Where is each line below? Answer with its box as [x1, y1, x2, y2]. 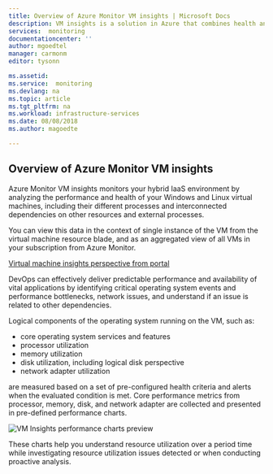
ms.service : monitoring [8, 79, 93, 88]
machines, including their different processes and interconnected [8, 201, 227, 211]
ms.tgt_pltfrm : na [8, 102, 71, 111]
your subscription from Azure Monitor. [8, 242, 136, 252]
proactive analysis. [8, 456, 71, 466]
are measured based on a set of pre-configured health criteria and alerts [8, 381, 252, 391]
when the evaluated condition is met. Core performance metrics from [8, 390, 240, 400]
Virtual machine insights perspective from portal [8, 258, 170, 268]
